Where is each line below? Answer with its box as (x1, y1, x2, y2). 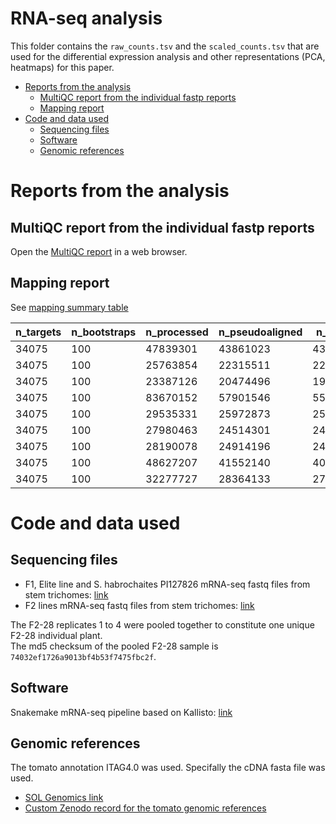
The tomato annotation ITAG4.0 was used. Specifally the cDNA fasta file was (10, 762, 326, 774)
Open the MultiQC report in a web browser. (10, 245, 188, 257)
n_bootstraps (71, 325, 137, 339)
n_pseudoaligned (218, 325, 303, 339)
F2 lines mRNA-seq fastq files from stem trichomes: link (24, 599, 255, 611)
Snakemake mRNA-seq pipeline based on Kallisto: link (10, 706, 233, 718)
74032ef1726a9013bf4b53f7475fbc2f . (10, 650, 157, 662)
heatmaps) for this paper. (10, 61, 115, 73)
